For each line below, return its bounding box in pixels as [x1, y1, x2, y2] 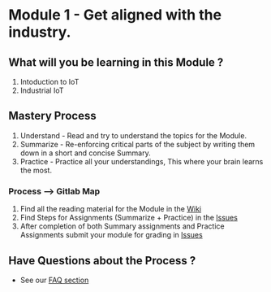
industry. [8, 23, 71, 41]
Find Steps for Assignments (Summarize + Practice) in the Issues [19, 213, 238, 223]
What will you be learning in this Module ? [8, 55, 224, 69]
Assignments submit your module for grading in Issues [19, 230, 203, 240]
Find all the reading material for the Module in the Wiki [19, 204, 201, 214]
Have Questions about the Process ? [8, 254, 196, 268]
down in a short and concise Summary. [19, 148, 152, 158]
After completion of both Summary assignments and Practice [19, 221, 225, 231]
